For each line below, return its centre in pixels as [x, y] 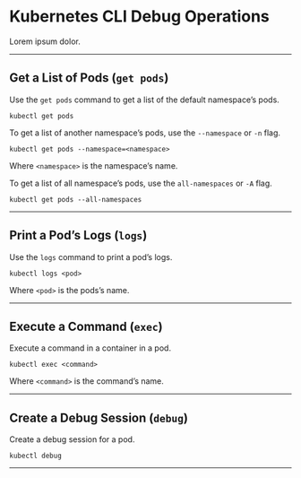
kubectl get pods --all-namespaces [76, 199]
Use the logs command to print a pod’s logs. [91, 256]
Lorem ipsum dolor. [45, 41]
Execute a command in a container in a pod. [90, 348]
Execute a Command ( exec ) [86, 326]
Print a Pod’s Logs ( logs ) [78, 235]
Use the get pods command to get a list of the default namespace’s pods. [144, 100]
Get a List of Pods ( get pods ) [89, 78]
